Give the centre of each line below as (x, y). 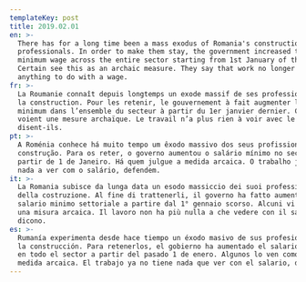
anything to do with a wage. (73, 77)
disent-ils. (41, 128)
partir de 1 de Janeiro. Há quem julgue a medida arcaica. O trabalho (154, 161)
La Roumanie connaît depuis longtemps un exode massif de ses (138, 94)
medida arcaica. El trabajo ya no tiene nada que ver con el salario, (154, 263)
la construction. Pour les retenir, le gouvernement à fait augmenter (154, 102)
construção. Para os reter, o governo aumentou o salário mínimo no (150, 153)
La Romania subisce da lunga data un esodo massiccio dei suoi (140, 187)
